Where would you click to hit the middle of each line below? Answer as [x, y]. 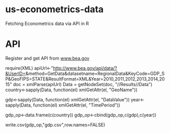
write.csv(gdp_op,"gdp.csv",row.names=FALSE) [55, 125]
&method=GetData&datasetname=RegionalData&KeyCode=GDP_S [95, 73]
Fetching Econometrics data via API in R [47, 23]
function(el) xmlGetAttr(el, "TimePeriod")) [77, 105]
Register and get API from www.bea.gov [47, 58]
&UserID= [16, 73]
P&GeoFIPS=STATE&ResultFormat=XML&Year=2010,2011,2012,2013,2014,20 [85, 79]
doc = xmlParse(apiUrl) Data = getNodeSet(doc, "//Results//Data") [83, 84]
